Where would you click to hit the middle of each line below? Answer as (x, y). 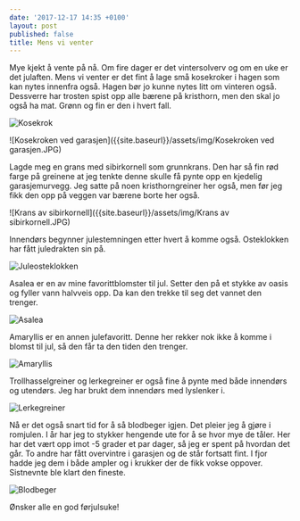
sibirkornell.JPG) (40, 222)
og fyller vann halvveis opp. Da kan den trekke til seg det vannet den (135, 293)
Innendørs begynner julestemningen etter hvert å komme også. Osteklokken (149, 240)
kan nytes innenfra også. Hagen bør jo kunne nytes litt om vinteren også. (143, 87)
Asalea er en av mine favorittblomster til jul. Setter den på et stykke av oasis (149, 284)
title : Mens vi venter (51, 42)
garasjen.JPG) (36, 150)
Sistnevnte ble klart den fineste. (68, 473)
